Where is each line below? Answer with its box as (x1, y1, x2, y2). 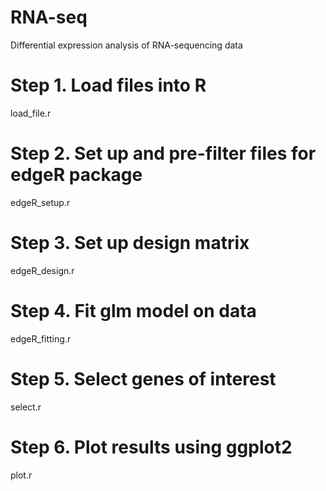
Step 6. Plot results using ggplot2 (10, 436, 293, 458)
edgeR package (10, 164, 143, 186)
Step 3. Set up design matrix (10, 232, 250, 254)
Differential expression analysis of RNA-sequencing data (10, 39, 243, 51)
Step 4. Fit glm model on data (10, 299, 257, 322)
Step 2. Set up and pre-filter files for (10, 142, 317, 165)
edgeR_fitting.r (10, 332, 72, 345)
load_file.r (10, 107, 52, 119)
